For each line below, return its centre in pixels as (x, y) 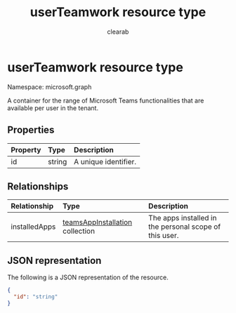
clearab (118, 32)
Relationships (38, 186)
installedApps (33, 227)
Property (26, 149)
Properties (31, 130)
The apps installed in (183, 218)
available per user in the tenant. (53, 108)
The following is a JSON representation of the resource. (88, 277)
